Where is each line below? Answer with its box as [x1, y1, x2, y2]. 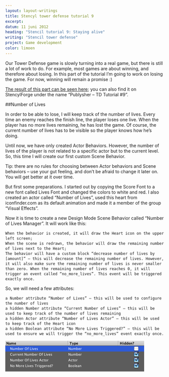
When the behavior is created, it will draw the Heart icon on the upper [5, 231, 164, 236]
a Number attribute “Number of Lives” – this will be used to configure [5, 295, 162, 301]
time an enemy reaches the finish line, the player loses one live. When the [5, 117, 159, 123]
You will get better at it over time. [5, 174, 74, 180]
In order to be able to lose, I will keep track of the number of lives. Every [5, 111, 155, 117]
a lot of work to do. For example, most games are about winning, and [5, 65, 149, 71]
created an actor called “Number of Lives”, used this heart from [5, 194, 138, 200]
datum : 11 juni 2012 [5, 24, 49, 29]
